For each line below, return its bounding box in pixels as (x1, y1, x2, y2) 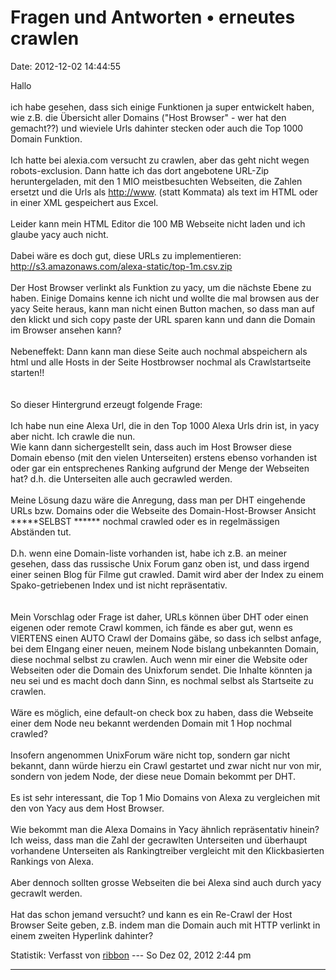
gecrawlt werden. (10, 887, 83, 899)
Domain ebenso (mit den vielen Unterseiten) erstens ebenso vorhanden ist (10, 451, 318, 463)
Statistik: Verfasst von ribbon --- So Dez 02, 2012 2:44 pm (10, 949, 252, 961)
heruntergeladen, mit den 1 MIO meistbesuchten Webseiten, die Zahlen (10, 175, 303, 187)
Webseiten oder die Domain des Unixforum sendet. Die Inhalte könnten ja (10, 664, 313, 676)
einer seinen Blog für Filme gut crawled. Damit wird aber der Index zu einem (10, 568, 324, 580)
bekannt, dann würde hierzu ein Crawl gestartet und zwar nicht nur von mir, (10, 759, 322, 771)
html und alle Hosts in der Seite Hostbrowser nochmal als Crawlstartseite (10, 356, 312, 368)
